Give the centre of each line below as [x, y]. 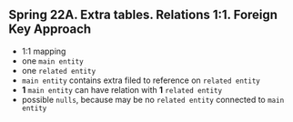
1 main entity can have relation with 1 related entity [122, 89]
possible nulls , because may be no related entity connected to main [153, 99]
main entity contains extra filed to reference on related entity [141, 80]
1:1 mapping [44, 51]
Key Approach [50, 30]
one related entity [59, 70]
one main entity [52, 61]
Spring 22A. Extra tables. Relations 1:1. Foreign [143, 15]
